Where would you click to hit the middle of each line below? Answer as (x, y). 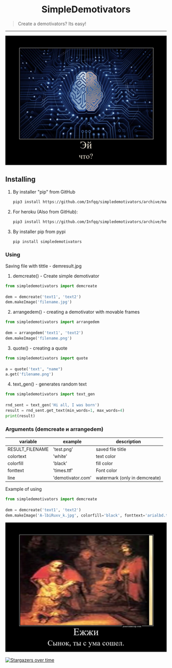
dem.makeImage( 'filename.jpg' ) (39, 302)
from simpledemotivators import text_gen (50, 394)
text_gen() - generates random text (50, 384)
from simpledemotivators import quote (47, 358)
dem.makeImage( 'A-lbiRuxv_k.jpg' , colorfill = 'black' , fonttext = (75, 515)
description (128, 442)
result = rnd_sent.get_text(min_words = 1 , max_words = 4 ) (65, 410)
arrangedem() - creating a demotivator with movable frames (76, 312)
